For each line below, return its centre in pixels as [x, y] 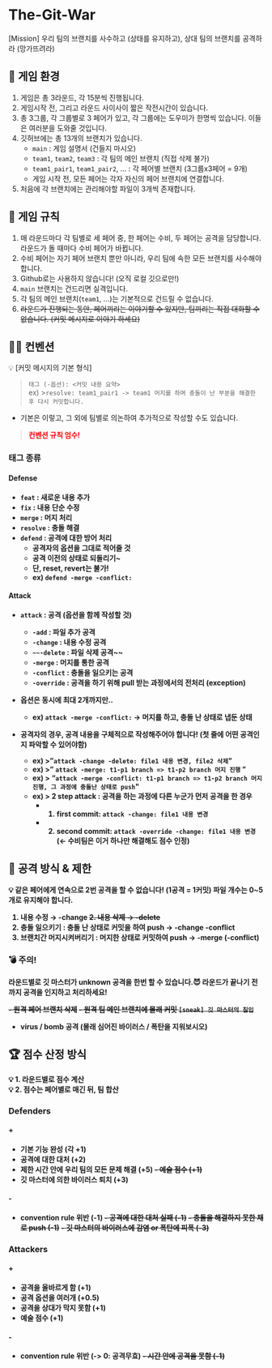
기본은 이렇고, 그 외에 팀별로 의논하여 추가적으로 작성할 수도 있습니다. [129, 418]
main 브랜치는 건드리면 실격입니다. [74, 289]
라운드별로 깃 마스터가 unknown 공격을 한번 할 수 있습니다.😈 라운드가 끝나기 [129, 981]
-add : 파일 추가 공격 [64, 632]
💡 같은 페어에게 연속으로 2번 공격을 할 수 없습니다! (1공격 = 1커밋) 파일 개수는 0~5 [136, 890]
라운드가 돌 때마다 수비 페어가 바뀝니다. [82, 248]
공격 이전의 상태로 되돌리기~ [76, 558]
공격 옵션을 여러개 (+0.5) [59, 1297]
